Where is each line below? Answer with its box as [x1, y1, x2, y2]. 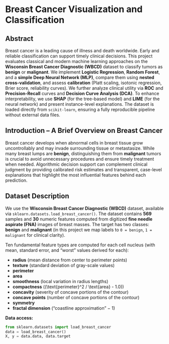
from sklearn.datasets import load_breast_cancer [5, 324, 112, 329]
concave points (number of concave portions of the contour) [12, 294, 140, 300]
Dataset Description [5, 192, 69, 200]
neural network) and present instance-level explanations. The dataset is [5, 101, 154, 107]
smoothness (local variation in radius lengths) [12, 278, 109, 284]
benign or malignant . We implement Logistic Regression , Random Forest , [5, 69, 160, 75]
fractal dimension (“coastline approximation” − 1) [12, 305, 116, 311]
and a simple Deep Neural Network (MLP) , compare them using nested [5, 75, 154, 80]
